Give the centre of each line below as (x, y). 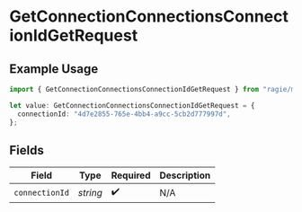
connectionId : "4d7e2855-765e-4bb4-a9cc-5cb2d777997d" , (124, 114)
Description (185, 175)
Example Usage (54, 69)
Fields (27, 150)
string (90, 192)
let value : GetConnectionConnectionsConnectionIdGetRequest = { (132, 105)
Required (131, 175)
